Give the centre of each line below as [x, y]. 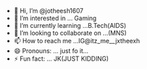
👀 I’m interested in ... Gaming [55, 18]
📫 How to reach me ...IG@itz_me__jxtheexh [77, 41]
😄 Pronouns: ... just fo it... [51, 51]
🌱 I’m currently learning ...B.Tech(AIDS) [70, 25]
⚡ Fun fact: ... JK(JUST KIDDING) [61, 59]
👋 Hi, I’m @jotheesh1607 [48, 11]
